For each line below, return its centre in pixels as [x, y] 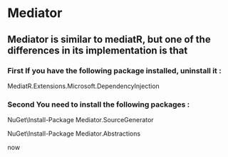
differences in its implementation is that [98, 50]
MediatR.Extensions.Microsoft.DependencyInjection [84, 86]
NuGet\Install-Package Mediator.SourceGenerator [81, 120]
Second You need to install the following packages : [99, 104]
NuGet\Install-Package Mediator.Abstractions [74, 134]
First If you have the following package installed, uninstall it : [115, 70]
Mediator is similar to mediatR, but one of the [109, 39]
